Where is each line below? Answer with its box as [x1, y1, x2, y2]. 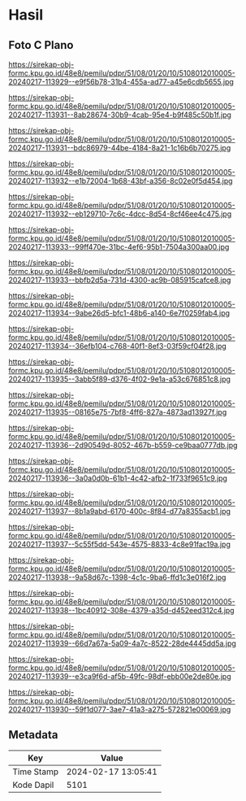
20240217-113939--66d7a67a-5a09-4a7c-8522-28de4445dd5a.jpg [8, 638, 237, 648]
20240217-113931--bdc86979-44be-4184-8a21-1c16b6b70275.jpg [8, 143, 231, 152]
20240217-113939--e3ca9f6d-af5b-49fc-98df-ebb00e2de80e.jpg [8, 672, 231, 681]
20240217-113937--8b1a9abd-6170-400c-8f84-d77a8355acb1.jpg [8, 507, 231, 516]
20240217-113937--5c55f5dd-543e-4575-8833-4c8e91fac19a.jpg [8, 539, 231, 549]
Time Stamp [12, 766, 59, 777]
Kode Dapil [12, 779, 54, 790]
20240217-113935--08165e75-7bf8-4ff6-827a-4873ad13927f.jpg [8, 407, 227, 416]
